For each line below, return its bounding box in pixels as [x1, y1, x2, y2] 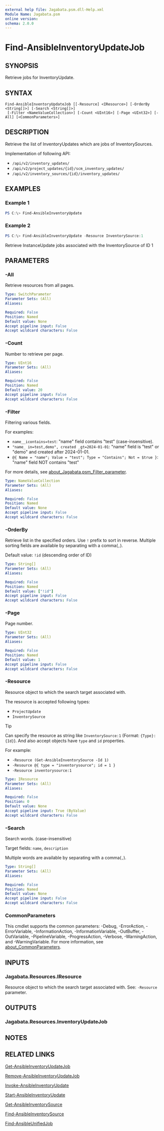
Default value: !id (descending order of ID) [5, 552, 92, 558]
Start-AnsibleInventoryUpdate [5, 1092, 66, 1098]
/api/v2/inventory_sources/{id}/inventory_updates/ [12, 171, 120, 176]
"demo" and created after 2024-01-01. [12, 449, 90, 455]
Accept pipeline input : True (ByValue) [5, 808, 87, 813]
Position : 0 [5, 799, 29, 804]
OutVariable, [5, 934, 30, 939]
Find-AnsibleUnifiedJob [5, 1120, 53, 1126]
